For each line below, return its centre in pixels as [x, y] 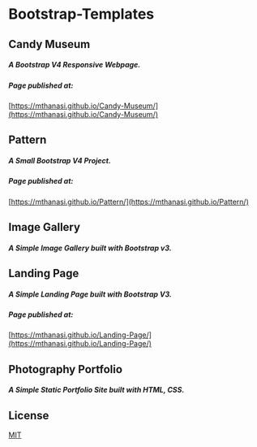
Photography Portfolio [66, 369]
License [29, 415]
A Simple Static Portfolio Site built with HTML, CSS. [96, 390]
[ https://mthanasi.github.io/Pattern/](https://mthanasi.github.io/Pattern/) [129, 202]
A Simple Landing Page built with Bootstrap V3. [90, 294]
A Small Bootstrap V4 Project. [60, 160]
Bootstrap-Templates [81, 14]
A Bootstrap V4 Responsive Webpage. [75, 65]
